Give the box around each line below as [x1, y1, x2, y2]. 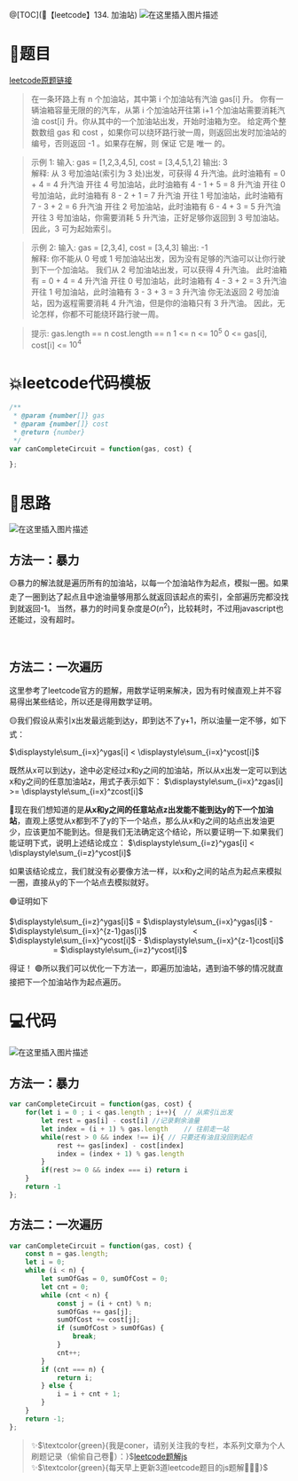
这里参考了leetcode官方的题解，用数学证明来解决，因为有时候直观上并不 [9, 685, 275, 695]
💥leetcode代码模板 [9, 373, 151, 394]
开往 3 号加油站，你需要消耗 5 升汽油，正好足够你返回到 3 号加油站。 [30, 212, 285, 223]
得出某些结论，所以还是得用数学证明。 [16, 696, 157, 707]
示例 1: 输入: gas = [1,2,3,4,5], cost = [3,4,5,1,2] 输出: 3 [30, 156, 228, 168]
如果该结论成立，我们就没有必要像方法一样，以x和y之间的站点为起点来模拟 [9, 866, 282, 876]
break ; [72, 1332, 98, 1341]
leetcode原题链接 [9, 74, 73, 85]
